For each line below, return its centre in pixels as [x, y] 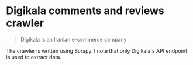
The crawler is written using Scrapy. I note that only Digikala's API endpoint [96, 50]
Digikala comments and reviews [85, 11]
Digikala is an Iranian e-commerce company [73, 39]
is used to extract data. [34, 57]
